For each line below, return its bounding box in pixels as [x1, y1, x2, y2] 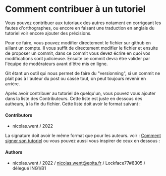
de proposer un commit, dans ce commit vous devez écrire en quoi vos [5, 50, 151, 56]
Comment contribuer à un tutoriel [5, 3, 146, 15]
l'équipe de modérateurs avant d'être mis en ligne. [5, 61, 108, 67]
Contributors [5, 112, 33, 118]
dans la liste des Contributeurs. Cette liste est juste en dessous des [5, 95, 143, 102]
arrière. [5, 80, 20, 87]
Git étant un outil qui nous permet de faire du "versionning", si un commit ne [5, 70, 161, 76]
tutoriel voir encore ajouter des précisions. [5, 30, 92, 36]
